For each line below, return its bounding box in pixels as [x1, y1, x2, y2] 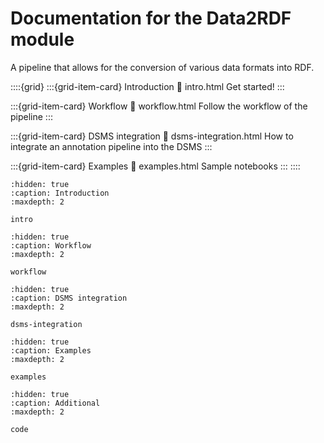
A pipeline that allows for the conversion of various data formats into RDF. [10, 61, 315, 73]
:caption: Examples [10, 345, 92, 356]
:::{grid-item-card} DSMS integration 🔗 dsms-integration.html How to [10, 130, 294, 142]
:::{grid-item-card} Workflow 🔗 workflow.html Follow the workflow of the [10, 100, 308, 112]
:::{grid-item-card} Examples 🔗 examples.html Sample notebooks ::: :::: [10, 160, 301, 172]
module [10, 28, 75, 51]
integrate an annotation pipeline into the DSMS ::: [10, 140, 213, 152]
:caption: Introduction [10, 188, 110, 198]
